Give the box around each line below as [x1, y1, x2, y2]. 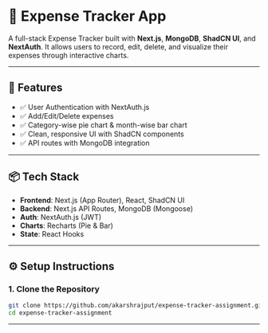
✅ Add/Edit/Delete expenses [19, 111, 114, 120]
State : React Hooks [19, 229, 85, 238]
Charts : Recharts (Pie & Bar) [19, 221, 114, 230]
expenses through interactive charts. [8, 50, 129, 60]
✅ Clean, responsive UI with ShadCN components [19, 129, 185, 139]
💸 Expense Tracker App [8, 7, 167, 25]
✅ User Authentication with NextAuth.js [19, 102, 150, 112]
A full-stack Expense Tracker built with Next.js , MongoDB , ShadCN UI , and [8, 33, 257, 43]
